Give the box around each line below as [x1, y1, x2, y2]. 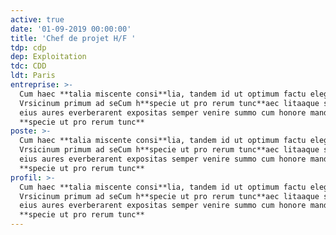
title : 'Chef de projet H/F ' [10, 33, 137, 43]
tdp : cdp [10, 42, 47, 53]
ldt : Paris [10, 71, 56, 81]
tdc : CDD [10, 61, 47, 71]
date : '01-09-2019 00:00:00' [10, 24, 132, 34]
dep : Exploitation [10, 52, 87, 62]
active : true [10, 14, 65, 25]
